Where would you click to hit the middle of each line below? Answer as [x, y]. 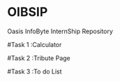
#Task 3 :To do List [35, 71]
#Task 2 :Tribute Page [39, 58]
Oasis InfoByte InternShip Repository [60, 31]
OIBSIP [28, 12]
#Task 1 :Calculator [35, 44]
